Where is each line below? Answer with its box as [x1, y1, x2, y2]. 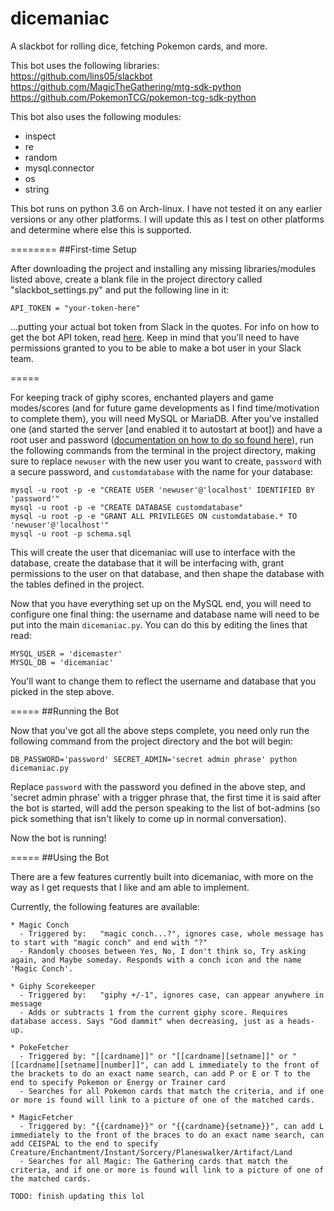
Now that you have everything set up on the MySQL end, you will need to [10, 597, 312, 609]
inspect [24, 130, 57, 142]
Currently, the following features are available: [10, 900, 200, 912]
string [24, 183, 50, 195]
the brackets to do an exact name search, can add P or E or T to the [10, 1068, 311, 1079]
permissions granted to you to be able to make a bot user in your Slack [10, 342, 302, 354]
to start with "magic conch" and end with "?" [10, 937, 208, 947]
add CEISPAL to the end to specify [10, 1138, 159, 1149]
